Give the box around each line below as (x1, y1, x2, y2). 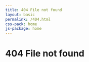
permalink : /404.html (5, 17, 51, 22)
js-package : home (5, 26, 42, 31)
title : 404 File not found (5, 7, 62, 13)
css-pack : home (5, 21, 37, 27)
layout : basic (5, 12, 35, 17)
